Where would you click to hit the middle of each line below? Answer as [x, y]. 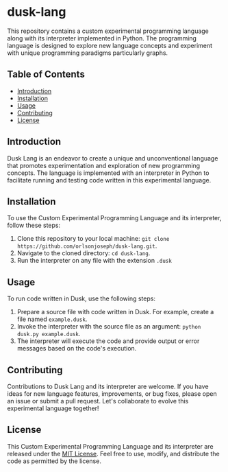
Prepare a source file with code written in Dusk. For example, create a [115, 312]
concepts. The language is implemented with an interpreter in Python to [108, 173]
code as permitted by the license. [54, 461]
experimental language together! [53, 408]
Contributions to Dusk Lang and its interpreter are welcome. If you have [108, 386]
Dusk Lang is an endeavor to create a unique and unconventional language [113, 158]
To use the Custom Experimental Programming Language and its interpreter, [114, 218]
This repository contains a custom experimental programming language [108, 31]
